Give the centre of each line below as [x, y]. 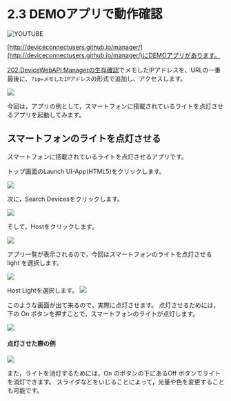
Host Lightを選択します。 [43, 290]
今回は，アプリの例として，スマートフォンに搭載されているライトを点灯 [109, 106]
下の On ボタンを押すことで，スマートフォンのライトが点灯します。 [103, 313]
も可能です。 [25, 390]
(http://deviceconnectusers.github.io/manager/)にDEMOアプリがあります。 [114, 55]
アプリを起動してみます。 [49, 115]
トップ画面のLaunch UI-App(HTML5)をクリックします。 [86, 171]
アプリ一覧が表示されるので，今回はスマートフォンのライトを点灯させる [110, 254]
